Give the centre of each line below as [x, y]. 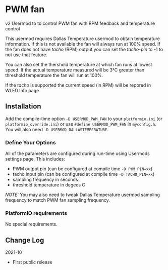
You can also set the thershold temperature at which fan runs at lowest [79, 64]
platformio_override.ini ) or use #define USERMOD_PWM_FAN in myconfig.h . [81, 124]
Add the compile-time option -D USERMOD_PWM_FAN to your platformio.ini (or [84, 119]
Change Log [25, 240]
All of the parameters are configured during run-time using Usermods [77, 153]
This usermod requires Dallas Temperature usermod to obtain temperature [82, 38]
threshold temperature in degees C [49, 185]
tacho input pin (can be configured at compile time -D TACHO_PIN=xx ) [83, 174]
